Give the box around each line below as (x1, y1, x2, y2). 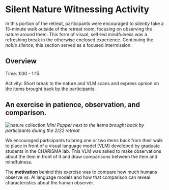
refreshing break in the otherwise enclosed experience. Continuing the (5, 37, 154, 43)
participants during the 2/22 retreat (5, 127, 80, 133)
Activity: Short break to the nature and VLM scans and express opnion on (5, 80, 159, 86)
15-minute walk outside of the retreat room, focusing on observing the (5, 25, 152, 32)
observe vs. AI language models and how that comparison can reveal (5, 174, 151, 180)
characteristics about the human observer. (5, 179, 95, 185)
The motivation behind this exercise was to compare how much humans (5, 169, 157, 175)
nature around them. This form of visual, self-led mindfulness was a (5, 31, 148, 37)
